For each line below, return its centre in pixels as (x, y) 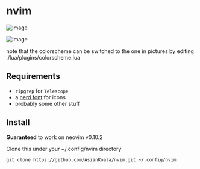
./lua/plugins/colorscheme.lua (43, 57)
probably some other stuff (47, 103)
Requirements (33, 76)
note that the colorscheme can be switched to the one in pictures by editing (100, 51)
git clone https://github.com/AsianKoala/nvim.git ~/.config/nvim (91, 160)
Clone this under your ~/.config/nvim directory (64, 149)
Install (18, 122)
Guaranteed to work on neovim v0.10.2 (55, 137)
